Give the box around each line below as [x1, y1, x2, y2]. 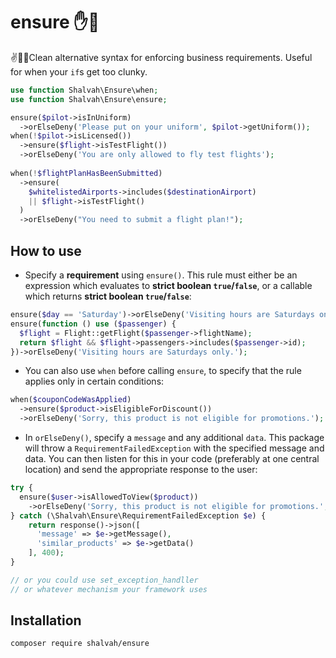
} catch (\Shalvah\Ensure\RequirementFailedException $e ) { [10, 510, 267, 521]
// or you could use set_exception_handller [10, 575, 199, 585]
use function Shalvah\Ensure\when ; [10, 85, 159, 95]
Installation [10, 612, 82, 629]
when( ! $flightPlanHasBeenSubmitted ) [10, 168, 163, 178]
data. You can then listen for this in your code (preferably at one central [24, 453, 320, 464]
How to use [10, 242, 82, 259]
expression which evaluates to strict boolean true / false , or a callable [24, 280, 313, 291]
